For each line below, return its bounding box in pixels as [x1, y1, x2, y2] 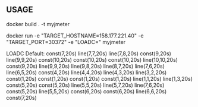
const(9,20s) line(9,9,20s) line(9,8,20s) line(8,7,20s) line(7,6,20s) [6, 62, 165, 70]
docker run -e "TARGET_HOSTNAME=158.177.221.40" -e [6, 32, 144, 39]
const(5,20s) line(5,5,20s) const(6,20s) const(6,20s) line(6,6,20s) [6, 87, 167, 95]
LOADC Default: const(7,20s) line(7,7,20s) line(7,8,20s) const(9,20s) [6, 50, 171, 57]
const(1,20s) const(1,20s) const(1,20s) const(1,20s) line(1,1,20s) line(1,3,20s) [6, 75, 193, 82]
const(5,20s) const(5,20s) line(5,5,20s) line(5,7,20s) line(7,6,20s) [6, 81, 165, 89]
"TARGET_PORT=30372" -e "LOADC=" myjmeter [6, 38, 126, 45]
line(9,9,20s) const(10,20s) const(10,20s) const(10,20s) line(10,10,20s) [6, 56, 178, 63]
